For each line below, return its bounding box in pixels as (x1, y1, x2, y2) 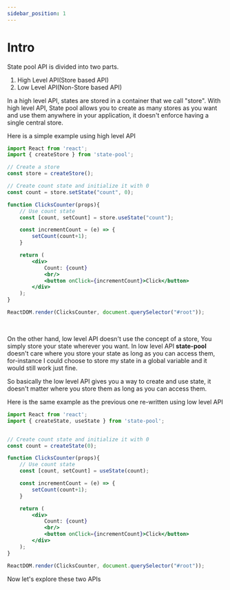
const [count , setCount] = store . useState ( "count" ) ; (19, 214, 174, 221)
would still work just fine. (7, 364, 78, 372)
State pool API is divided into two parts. (7, 63, 119, 71)
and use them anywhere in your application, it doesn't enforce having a (7, 111, 209, 119)
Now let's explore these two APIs (7, 575, 101, 583)
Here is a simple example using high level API (7, 131, 136, 140)
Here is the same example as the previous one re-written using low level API (7, 397, 224, 406)
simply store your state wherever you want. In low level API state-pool (7, 342, 207, 350)
